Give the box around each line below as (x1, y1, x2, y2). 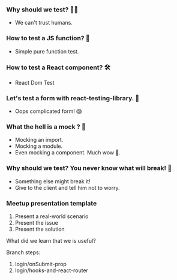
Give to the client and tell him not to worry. (14, 184, 120, 191)
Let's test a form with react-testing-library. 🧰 (6, 94, 140, 102)
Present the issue (14, 219, 58, 227)
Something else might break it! (14, 177, 91, 185)
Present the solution (14, 225, 65, 233)
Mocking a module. (14, 142, 63, 150)
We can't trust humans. (14, 19, 73, 26)
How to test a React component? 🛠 (6, 63, 111, 72)
